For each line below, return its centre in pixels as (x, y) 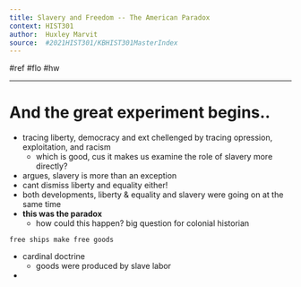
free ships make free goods (62, 240)
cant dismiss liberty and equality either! (95, 186)
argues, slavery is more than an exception (99, 176)
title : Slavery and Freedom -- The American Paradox (110, 17)
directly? (52, 166)
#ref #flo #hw (34, 68)
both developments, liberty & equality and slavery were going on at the (153, 195)
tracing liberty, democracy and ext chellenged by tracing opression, (147, 138)
